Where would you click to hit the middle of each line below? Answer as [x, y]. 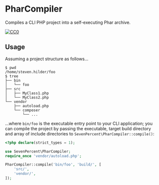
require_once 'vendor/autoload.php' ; [43, 156]
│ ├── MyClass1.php [27, 93]
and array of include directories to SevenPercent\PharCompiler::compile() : [80, 134]
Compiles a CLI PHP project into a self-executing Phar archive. [68, 22]
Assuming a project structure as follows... [47, 59]
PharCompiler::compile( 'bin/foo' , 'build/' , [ [53, 165]
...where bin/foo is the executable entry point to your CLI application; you [79, 123]
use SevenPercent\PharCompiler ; [38, 151]
